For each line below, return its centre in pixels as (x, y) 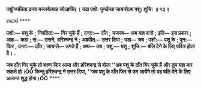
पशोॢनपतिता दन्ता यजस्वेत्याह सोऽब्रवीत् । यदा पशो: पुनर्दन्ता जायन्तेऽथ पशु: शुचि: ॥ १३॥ (88, 9)
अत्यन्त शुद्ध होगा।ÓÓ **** (33, 78)
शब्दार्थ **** (18, 21)
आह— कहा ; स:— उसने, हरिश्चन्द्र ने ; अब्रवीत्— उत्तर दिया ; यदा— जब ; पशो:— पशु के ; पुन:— (99, 40)
